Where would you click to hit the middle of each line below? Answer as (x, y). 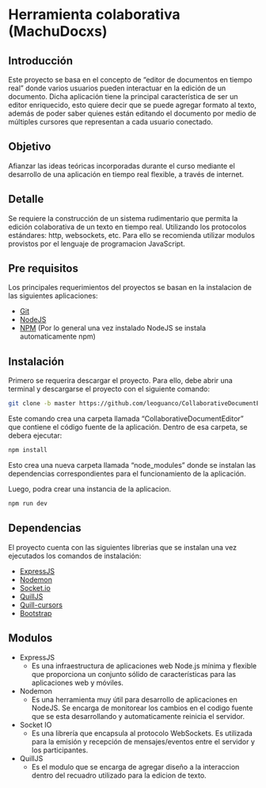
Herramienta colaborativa (94, 15)
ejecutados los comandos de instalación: (75, 556)
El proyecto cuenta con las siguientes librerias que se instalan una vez (123, 547)
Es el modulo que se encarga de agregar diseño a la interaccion (135, 767)
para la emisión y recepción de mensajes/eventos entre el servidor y (143, 741)
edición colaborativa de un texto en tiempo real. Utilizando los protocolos (127, 227)
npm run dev (28, 503)
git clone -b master (42, 404)
